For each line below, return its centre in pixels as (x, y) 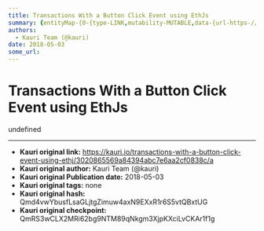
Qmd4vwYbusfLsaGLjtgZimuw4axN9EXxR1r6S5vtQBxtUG (114, 202)
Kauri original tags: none (60, 185)
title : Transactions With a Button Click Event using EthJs (109, 15)
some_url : (24, 52)
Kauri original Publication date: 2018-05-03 (92, 177)
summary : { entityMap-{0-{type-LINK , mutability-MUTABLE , (101, 23)
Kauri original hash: (52, 193)
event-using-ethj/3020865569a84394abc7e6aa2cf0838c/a (117, 160)
